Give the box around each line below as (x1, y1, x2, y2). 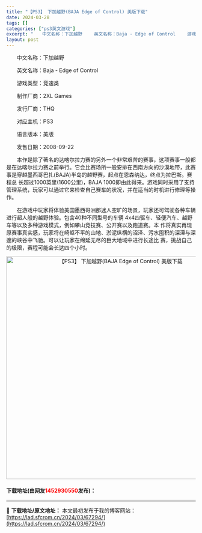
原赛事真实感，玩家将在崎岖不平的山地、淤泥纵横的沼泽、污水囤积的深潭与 (6, 229, 191, 236)
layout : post (6, 37, 39, 43)
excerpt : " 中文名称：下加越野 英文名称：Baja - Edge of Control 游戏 (6, 31, 197, 37)
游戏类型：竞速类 (16, 79, 59, 87)
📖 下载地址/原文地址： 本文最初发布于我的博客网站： (6, 507, 136, 514)
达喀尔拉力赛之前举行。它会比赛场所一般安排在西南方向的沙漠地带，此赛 (16, 163, 196, 171)
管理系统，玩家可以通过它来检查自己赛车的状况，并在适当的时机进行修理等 (6, 186, 191, 193)
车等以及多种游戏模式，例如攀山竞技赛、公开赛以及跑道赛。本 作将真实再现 (6, 222, 192, 228)
